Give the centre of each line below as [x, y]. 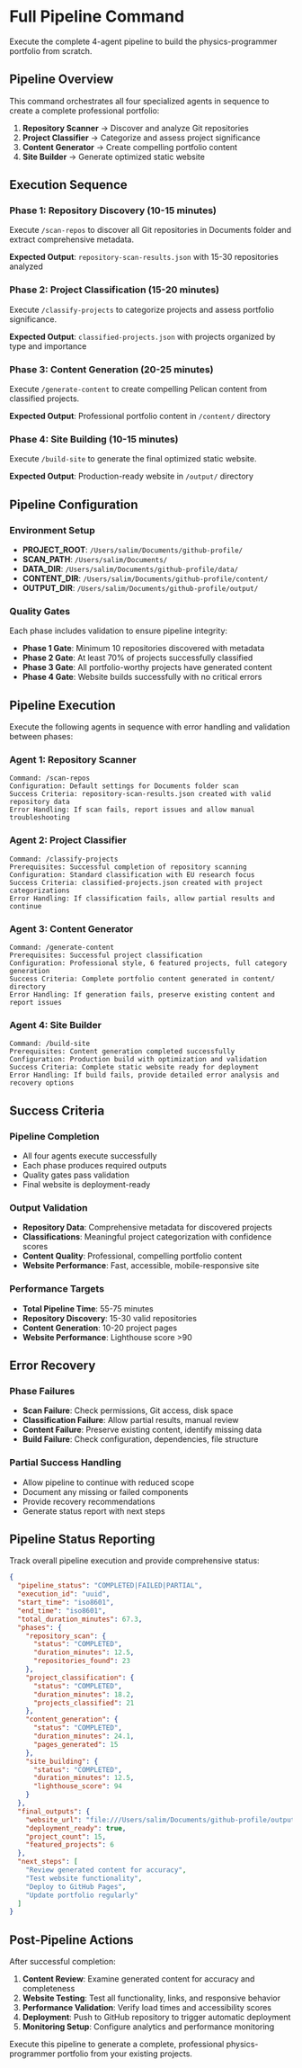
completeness [49, 1989]
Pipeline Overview [62, 80]
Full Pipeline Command [97, 17]
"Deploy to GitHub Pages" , [76, 1886]
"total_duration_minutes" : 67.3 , [80, 1619]
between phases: [41, 737]
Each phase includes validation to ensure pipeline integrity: [118, 631]
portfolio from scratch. [51, 50]
